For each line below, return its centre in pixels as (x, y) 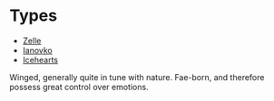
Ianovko (37, 50)
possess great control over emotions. (79, 87)
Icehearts (40, 60)
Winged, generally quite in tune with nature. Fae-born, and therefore (137, 77)
